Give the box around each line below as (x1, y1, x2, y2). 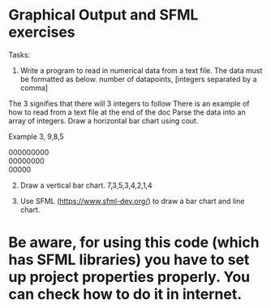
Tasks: (8, 50, 31, 59)
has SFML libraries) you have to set (8, 250, 250, 269)
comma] (19, 83, 49, 93)
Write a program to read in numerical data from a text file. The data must (19, 65, 263, 75)
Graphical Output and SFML (8, 6, 199, 24)
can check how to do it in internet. (8, 285, 243, 304)
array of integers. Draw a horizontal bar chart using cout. (8, 115, 199, 125)
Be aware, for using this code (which (8, 233, 260, 252)
